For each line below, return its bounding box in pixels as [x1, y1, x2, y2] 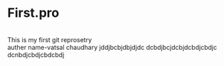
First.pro [7, 5, 60, 21]
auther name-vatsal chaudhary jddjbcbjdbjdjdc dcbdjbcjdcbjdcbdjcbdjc [7, 43, 218, 51]
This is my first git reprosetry [7, 35, 92, 44]
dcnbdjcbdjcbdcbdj [7, 51, 65, 59]
